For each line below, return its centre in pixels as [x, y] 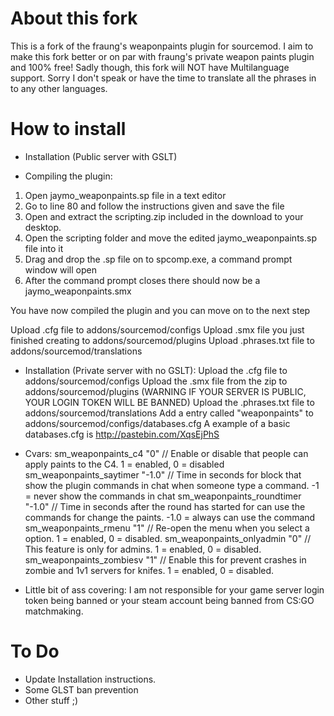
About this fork [74, 18]
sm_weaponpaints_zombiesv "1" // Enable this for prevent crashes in [165, 559]
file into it [44, 248]
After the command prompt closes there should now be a [142, 280]
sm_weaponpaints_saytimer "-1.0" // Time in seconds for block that [163, 474]
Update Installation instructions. [90, 679]
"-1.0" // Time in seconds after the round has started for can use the [165, 506]
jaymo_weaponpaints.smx [78, 291]
